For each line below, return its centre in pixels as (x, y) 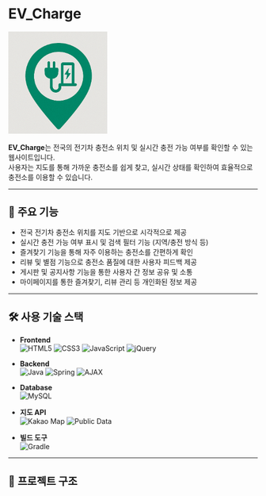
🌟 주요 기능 (34, 212)
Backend (34, 364)
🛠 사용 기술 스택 (46, 317)
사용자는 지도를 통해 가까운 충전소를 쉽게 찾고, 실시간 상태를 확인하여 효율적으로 (131, 167)
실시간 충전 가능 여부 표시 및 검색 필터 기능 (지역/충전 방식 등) (114, 242)
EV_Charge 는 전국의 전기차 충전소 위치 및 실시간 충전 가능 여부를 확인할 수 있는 (131, 147)
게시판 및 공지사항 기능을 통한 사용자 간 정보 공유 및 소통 (106, 272)
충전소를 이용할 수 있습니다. (51, 177)
